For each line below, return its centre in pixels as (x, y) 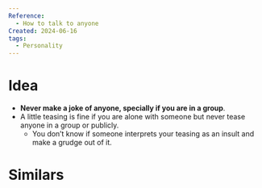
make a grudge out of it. (72, 143)
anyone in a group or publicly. (69, 125)
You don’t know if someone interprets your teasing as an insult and (143, 134)
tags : (17, 38)
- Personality (39, 46)
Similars (36, 175)
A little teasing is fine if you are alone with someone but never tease (133, 117)
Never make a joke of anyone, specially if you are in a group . (123, 108)
